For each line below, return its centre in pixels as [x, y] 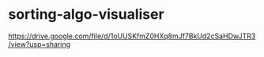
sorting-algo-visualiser [86, 14]
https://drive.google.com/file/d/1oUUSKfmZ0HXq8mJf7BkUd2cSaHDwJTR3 [132, 36]
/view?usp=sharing [40, 44]
